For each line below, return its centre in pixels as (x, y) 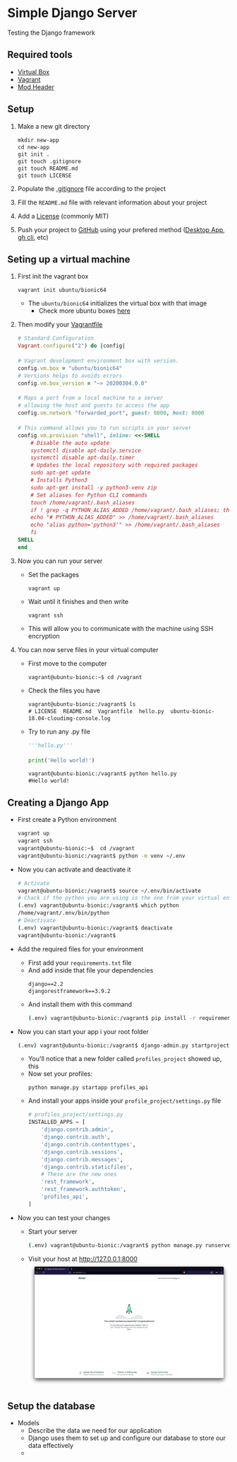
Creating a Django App (58, 802)
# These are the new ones (79, 1174)
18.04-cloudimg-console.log (69, 718)
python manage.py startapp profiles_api (88, 1088)
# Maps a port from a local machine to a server (90, 398)
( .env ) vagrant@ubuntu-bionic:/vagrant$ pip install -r (112, 1018)
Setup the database (51, 1406)
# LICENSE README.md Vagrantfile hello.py (96, 711)
